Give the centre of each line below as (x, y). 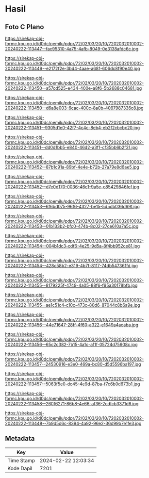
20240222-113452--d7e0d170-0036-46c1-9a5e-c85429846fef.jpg (72, 187)
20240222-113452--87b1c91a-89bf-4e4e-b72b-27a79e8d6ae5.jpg (72, 167)
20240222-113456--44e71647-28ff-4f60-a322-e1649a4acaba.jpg (72, 325)
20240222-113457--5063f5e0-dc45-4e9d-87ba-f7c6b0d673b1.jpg (73, 384)
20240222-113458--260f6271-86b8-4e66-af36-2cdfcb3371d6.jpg (72, 404)
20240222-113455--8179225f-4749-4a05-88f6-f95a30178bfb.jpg (71, 285)
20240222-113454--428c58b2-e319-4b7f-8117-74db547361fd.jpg (72, 266)
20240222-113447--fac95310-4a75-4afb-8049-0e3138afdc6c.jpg (72, 49)
